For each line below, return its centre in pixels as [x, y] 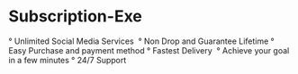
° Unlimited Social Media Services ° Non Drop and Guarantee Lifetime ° [142, 41]
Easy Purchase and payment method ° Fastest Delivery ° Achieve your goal [149, 50]
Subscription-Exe [76, 16]
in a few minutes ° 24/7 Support [68, 60]
